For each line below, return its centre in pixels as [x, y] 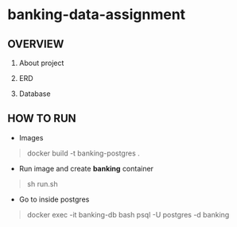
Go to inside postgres [54, 199]
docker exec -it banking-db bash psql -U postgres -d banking [128, 214]
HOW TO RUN [42, 119]
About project [41, 63]
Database [35, 94]
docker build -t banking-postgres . [83, 153]
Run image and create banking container [86, 168]
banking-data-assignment [97, 15]
